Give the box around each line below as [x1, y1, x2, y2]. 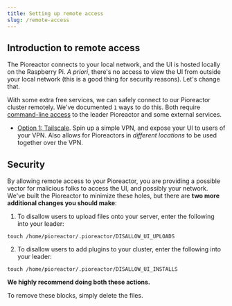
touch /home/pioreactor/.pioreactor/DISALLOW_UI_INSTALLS [7, 266, 178, 273]
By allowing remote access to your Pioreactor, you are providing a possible [7, 177, 220, 185]
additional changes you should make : [7, 199, 117, 207]
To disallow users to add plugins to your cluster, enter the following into [17, 245, 222, 254]
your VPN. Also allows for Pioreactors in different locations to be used [17, 131, 217, 140]
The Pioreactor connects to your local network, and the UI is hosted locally [7, 60, 220, 69]
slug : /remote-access [7, 17, 70, 23]
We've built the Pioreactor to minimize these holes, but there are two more [7, 191, 220, 200]
